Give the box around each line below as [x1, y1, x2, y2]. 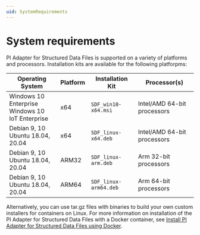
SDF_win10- [90, 101, 122, 108]
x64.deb [90, 135, 113, 142]
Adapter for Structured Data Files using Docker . [6, 222, 123, 229]
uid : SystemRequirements [6, 8, 68, 15]
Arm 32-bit [137, 152, 171, 161]
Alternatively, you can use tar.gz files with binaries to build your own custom [6, 203, 193, 210]
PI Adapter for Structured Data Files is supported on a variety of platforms [6, 54, 187, 61]
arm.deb [90, 159, 113, 167]
